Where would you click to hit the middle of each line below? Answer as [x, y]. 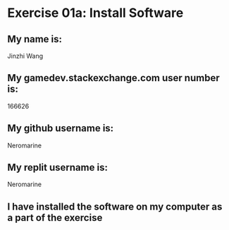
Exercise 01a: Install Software [95, 13]
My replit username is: [57, 168]
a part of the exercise [55, 218]
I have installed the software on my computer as [115, 206]
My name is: [35, 39]
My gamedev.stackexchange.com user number [113, 78]
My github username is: [61, 128]
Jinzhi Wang [25, 56]
